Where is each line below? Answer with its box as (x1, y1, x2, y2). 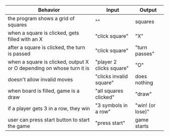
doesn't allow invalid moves (8, 76, 73, 83)
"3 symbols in (95, 102, 128, 109)
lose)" (135, 108, 150, 115)
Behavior (38, 7, 60, 13)
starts (135, 123, 149, 129)
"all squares (95, 88, 123, 94)
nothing (135, 79, 153, 86)
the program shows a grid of (8, 15, 75, 22)
